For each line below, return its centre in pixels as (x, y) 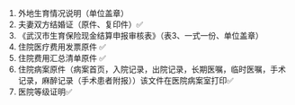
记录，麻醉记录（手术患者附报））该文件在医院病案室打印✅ (125, 80)
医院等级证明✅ (45, 92)
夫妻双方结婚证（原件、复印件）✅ (80, 24)
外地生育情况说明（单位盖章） (73, 13)
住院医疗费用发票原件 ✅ (62, 47)
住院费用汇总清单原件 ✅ (62, 58)
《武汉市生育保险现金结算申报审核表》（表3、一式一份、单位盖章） (140, 35)
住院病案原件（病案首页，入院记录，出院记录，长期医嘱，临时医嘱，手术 (152, 69)
